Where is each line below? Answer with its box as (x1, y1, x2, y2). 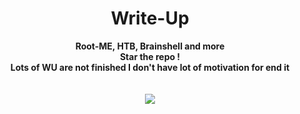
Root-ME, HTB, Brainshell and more (75, 40, 225, 52)
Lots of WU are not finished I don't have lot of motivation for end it (10, 61, 290, 73)
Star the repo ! (119, 50, 181, 62)
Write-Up (110, 7, 190, 30)
